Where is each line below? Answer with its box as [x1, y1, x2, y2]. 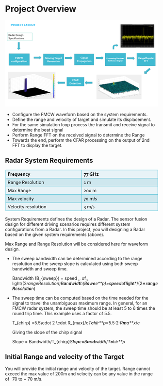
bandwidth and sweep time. [12, 266, 68, 272]
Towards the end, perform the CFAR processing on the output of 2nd [12, 137, 150, 143]
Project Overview [5, 3, 77, 15]
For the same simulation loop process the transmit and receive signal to [12, 121, 155, 127]
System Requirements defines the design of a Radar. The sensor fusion [5, 216, 147, 222]
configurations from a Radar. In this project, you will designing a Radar [5, 227, 146, 233]
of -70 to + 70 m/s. [5, 376, 43, 382]
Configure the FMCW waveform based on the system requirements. [12, 111, 148, 117]
